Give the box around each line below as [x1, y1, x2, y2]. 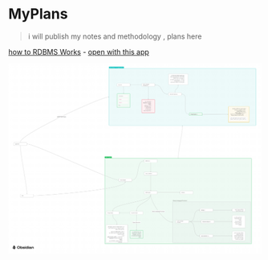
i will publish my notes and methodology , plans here [27, 31, 202, 41]
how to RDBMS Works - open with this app [8, 47, 150, 56]
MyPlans [8, 5, 68, 23]
